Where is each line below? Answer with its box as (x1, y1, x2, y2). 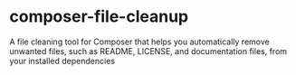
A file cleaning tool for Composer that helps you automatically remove (9, 36, 270, 47)
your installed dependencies (9, 55, 116, 66)
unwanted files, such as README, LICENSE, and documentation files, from (9, 45, 288, 56)
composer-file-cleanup (9, 6, 188, 27)
